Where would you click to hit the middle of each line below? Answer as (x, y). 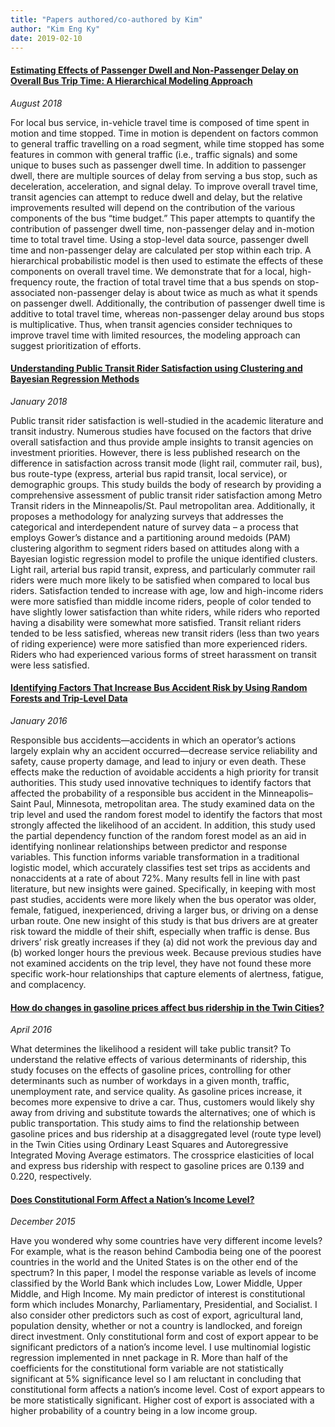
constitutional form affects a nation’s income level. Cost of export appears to (167, 1390)
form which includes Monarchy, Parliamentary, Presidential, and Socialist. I (164, 1305)
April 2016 (31, 1030)
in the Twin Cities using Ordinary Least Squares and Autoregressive (149, 1145)
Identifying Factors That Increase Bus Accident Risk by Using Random (159, 688)
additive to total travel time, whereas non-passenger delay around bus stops (167, 313)
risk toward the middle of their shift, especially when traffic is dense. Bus (160, 931)
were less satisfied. (50, 665)
